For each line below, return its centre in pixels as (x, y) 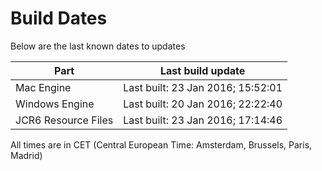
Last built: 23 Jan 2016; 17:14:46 (203, 120)
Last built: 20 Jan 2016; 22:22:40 (203, 104)
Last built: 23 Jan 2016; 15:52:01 (203, 87)
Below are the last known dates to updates (98, 46)
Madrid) (26, 155)
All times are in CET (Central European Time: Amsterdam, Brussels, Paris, (161, 144)
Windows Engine (55, 104)
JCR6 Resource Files (64, 120)
